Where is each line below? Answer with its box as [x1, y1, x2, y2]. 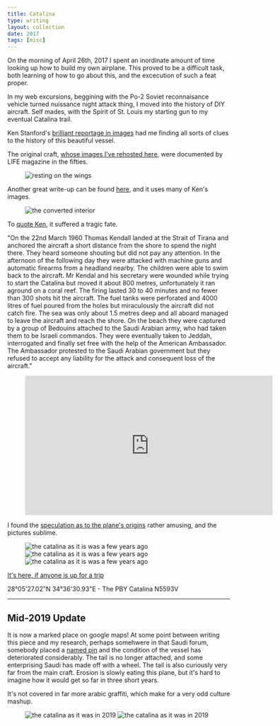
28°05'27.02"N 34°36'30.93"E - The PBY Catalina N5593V [7, 585, 179, 594]
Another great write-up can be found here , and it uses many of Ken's [7, 185, 209, 193]
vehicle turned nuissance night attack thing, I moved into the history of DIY [7, 100, 225, 108]
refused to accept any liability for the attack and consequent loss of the [7, 354, 216, 363]
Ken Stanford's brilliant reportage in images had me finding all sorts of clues [7, 129, 229, 137]
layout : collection [7, 23, 65, 30]
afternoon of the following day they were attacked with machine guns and [7, 256, 223, 265]
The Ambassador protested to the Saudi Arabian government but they [7, 346, 211, 355]
